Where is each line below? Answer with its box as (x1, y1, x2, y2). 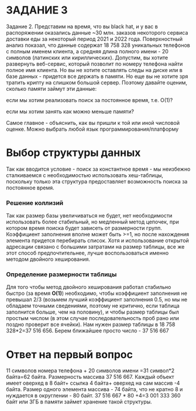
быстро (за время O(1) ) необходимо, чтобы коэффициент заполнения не (6, 290, 187, 297)
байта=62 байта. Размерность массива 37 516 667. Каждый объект (6, 373, 174, 381)
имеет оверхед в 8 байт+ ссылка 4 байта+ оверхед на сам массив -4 (6, 379, 180, 387)
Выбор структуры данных (6, 146, 141, 159)
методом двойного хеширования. (6, 256, 91, 263)
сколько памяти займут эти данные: (6, 85, 97, 92)
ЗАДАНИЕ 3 (6, 4, 68, 17)
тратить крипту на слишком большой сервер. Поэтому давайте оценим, (6, 79, 188, 86)
